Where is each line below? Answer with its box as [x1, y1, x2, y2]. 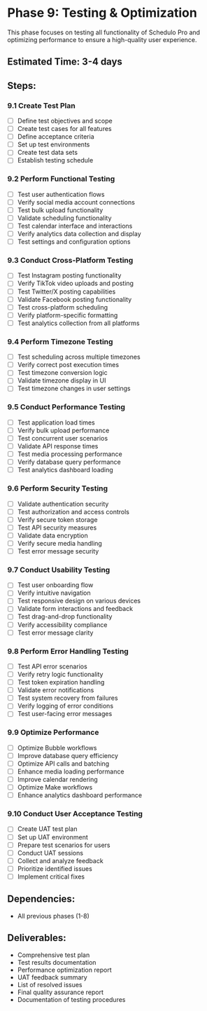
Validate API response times [17, 441, 99, 450]
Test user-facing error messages [17, 710, 113, 718]
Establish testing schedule [17, 156, 94, 165]
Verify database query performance [17, 458, 121, 467]
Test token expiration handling [17, 678, 105, 687]
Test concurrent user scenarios [17, 434, 108, 442]
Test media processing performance [17, 450, 122, 458]
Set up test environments [17, 140, 90, 149]
